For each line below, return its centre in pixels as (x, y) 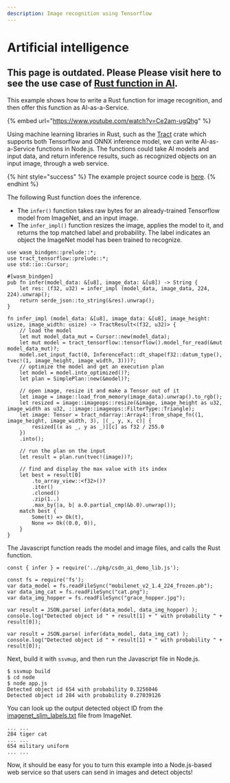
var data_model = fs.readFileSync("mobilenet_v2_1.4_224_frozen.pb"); (110, 586)
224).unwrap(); (29, 294)
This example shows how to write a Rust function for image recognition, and (115, 100)
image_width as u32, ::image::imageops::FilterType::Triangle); (101, 409)
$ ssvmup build (29, 671)
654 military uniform (38, 746)
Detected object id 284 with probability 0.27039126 (84, 695)
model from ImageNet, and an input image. (78, 218)
